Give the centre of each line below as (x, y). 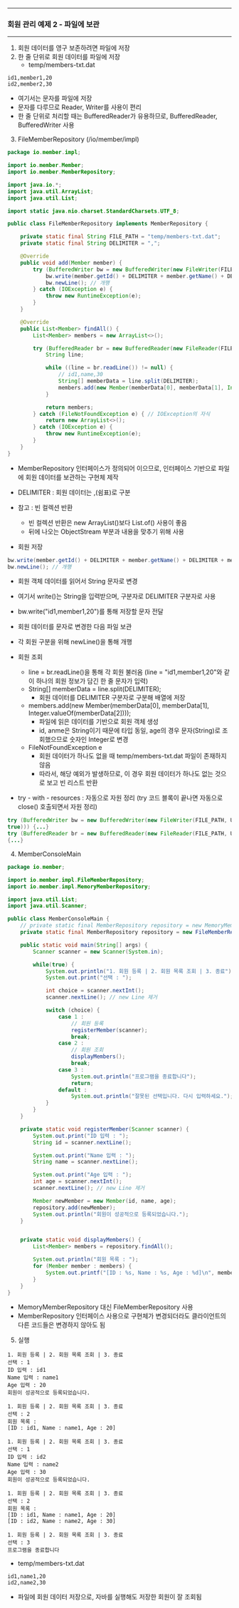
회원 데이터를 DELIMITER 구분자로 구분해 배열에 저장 (112, 698)
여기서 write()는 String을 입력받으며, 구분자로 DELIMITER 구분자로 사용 (117, 596)
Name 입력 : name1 (33, 1378)
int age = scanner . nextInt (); (78, 1181)
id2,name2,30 (27, 1583)
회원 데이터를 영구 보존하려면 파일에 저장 (74, 48)
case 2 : (71, 1043)
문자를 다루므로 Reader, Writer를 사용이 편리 (80, 107)
